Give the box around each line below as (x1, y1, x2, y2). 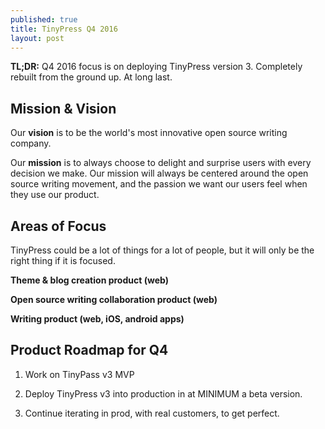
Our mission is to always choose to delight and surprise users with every (10, 157, 312, 169)
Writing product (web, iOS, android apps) (10, 313, 185, 325)
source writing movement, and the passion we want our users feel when (10, 178, 308, 190)
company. (10, 137, 52, 150)
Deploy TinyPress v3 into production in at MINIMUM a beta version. (24, 387, 303, 400)
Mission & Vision (10, 100, 117, 117)
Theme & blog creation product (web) (10, 274, 169, 286)
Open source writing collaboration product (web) (10, 294, 218, 305)
